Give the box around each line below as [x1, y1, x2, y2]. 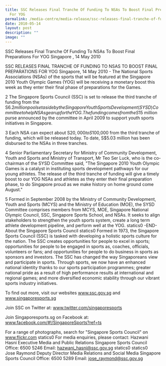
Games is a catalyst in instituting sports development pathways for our [5, 165, 149, 171]
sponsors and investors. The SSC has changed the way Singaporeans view [5, 254, 158, 260]
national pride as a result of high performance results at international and [5, 270, 154, 275]
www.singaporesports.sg [5, 295, 56, 301]
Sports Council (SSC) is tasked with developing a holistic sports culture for [5, 233, 157, 239]
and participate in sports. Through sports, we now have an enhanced [5, 259, 146, 265]
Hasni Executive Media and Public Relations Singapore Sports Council [5, 339, 147, 345]
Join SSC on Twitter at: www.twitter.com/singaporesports [5, 305, 123, 311]
